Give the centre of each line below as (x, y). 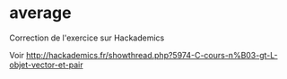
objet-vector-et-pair (46, 65)
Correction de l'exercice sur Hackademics (87, 38)
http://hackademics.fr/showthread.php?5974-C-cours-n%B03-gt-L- (152, 55)
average (40, 13)
